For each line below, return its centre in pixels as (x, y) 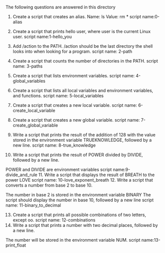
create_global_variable (35, 125)
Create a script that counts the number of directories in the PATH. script (85, 61)
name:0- (151, 16)
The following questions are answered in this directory (61, 7)
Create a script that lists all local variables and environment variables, (83, 90)
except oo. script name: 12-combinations (54, 220)
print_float (16, 245)
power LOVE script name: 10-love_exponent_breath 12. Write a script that (79, 180)
